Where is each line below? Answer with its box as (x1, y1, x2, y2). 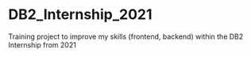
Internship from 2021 (8, 40, 77, 49)
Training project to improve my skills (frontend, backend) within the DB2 (8, 32, 244, 41)
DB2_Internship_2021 (8, 6, 153, 24)
